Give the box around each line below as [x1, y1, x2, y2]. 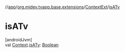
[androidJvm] [5, 37, 33, 42]
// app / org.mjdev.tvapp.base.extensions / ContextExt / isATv [5, 4, 120, 10]
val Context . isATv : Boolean [5, 42, 59, 48]
